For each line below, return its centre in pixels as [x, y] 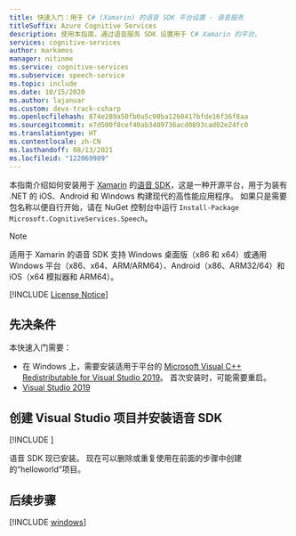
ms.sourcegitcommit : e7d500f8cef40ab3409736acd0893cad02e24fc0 [129, 126]
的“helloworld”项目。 [48, 469]
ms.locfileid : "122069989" [59, 158]
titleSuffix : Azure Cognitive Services [83, 26]
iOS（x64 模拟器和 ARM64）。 [64, 276]
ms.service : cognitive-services [69, 68]
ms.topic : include [43, 84]
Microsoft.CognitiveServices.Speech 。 [81, 218]
